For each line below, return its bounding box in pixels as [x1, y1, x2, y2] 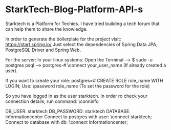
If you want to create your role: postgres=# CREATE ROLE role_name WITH [5, 77, 164, 83]
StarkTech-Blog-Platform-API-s [5, 4, 143, 15]
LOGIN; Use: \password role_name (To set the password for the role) [5, 83, 150, 89]
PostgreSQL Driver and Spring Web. [5, 47, 81, 53]
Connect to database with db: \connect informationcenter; [5, 119, 128, 125]
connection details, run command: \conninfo [5, 98, 99, 104]
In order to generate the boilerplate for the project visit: [5, 36, 121, 42]
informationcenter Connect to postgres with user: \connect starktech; [5, 114, 152, 120]
